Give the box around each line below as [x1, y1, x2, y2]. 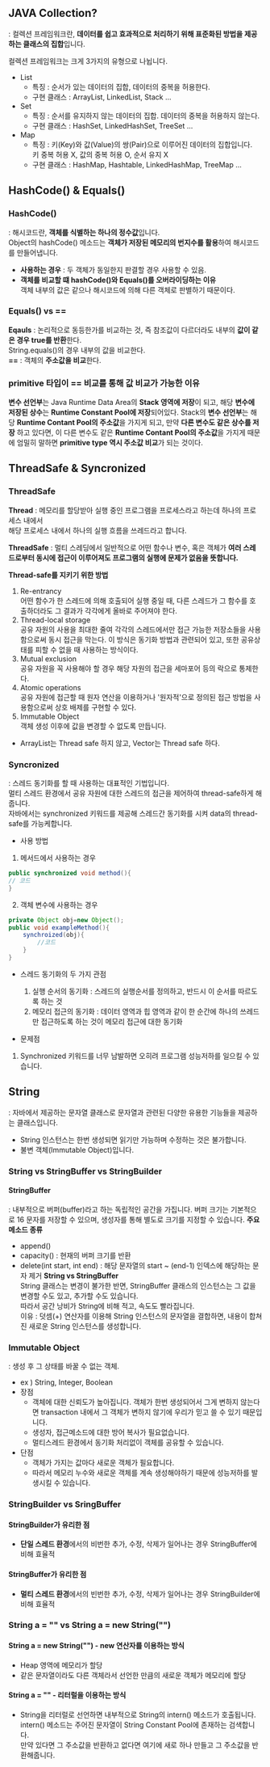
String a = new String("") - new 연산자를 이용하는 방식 [8, 1641, 185, 1651]
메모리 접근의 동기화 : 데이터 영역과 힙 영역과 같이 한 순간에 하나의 [31, 1006, 239, 1016]
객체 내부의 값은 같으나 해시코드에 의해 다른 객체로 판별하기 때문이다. [19, 285, 235, 294]
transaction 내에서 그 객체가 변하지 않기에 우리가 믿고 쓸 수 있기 [40, 1407, 242, 1417]
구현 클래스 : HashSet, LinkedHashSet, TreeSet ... [31, 120, 193, 130]
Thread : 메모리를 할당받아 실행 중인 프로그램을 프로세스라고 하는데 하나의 [8, 505, 242, 515]
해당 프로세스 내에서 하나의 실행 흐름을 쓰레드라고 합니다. [8, 525, 187, 535]
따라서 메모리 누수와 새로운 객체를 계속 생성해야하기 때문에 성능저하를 [31, 1468, 250, 1478]
